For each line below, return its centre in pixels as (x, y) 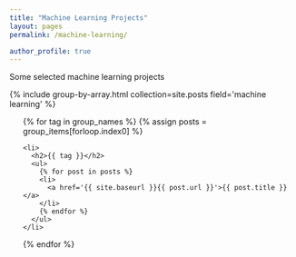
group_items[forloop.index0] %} (83, 132)
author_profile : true (50, 51)
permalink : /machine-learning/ (69, 35)
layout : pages (36, 26)
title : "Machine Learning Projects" (79, 18)
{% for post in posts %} (86, 172)
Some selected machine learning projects (87, 77)
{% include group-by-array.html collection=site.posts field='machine (138, 94)
